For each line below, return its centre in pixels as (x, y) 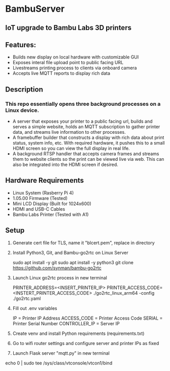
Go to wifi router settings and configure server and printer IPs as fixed (86, 343)
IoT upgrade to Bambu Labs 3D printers (69, 28)
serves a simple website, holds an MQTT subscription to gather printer (86, 127)
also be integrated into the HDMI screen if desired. (65, 165)
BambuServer (35, 9)
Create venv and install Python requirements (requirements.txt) (78, 333)
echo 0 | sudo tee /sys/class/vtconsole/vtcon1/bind (59, 363)
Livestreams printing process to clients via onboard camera (75, 68)
